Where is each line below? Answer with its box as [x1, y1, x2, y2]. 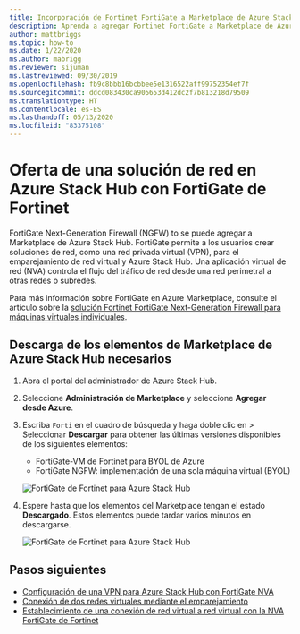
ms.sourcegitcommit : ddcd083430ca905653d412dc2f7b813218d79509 [9, 88, 250, 97]
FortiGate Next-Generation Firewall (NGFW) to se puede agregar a [9, 227, 253, 238]
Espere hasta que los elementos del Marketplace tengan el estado [21, 500, 266, 510]
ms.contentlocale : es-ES [9, 105, 102, 114]
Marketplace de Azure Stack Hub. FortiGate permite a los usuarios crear [9, 236, 275, 247]
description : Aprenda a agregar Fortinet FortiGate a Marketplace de [9, 21, 274, 30]
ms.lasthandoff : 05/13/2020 [9, 113, 114, 122]
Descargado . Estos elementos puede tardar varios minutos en [21, 510, 252, 520]
